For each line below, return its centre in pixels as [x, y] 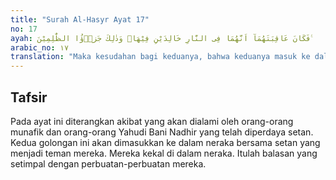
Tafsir [29, 97]
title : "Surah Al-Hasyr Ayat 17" [80, 19]
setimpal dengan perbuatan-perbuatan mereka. [108, 163]
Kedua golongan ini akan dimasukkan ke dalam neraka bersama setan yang [165, 142]
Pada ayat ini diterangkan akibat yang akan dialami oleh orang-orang [152, 121]
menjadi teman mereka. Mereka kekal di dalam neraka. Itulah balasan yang [164, 153]
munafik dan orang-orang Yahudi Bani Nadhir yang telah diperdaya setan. [162, 132]
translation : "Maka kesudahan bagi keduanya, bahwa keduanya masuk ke [160, 57]
